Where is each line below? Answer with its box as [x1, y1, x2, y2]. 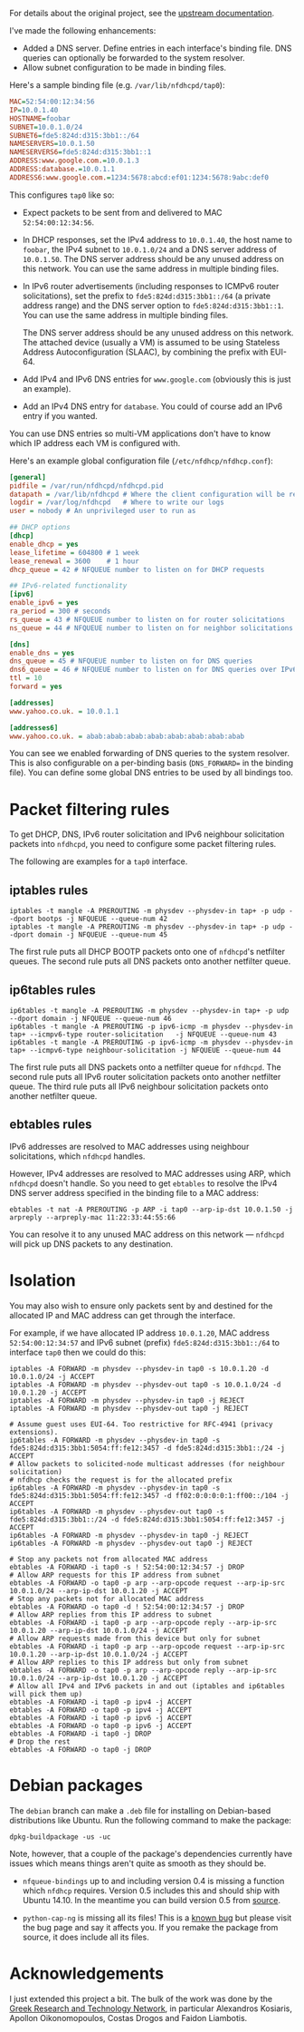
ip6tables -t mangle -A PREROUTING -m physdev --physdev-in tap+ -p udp [9, 1006, 290, 1015]
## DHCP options [9, 523, 71, 532]
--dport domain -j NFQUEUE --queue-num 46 [9, 1014, 172, 1023]
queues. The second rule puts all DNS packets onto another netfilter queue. [9, 956, 291, 967]
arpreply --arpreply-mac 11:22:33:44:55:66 [9, 1212, 176, 1222]
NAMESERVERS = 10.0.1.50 [9, 140, 95, 149]
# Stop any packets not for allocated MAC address [9, 1594, 204, 1603]
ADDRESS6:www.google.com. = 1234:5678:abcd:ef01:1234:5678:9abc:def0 [9, 172, 270, 182]
